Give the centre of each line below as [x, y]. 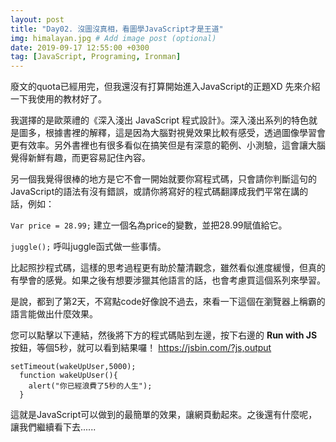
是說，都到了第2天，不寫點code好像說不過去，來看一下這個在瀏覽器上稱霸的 [168, 302]
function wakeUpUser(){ [68, 376]
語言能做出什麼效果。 [54, 314]
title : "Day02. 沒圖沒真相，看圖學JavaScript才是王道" [117, 29]
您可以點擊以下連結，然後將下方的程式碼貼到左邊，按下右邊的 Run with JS [164, 335]
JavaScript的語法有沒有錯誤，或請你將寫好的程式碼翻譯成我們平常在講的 [159, 192]
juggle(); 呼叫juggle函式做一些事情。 [88, 247]
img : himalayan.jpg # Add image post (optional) [113, 38]
